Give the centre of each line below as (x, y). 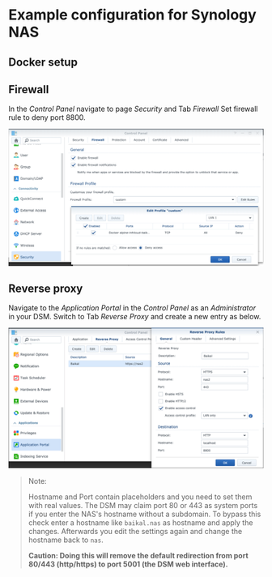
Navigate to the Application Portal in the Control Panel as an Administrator (132, 308)
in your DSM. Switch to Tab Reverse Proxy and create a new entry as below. (135, 317)
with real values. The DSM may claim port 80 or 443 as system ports (143, 506)
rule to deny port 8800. (47, 118)
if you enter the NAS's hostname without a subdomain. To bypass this (144, 514)
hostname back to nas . (66, 540)
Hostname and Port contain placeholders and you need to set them (140, 497)
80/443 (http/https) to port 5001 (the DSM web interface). (128, 564)
